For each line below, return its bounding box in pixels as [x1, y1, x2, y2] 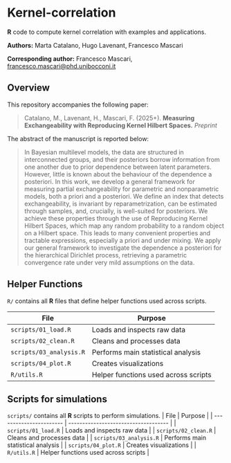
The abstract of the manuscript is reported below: [7, 134, 149, 143]
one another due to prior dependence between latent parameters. [24, 163, 212, 171]
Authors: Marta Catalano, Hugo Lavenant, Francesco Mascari [7, 41, 183, 49]
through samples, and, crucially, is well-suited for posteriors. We [24, 206, 208, 215]
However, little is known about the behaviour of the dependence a [24, 170, 212, 178]
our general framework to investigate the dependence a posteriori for [24, 244, 222, 252]
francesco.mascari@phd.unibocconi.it [7, 62, 116, 70]
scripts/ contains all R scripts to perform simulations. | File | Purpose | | [7, 412, 213, 420]
